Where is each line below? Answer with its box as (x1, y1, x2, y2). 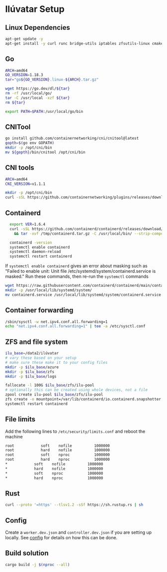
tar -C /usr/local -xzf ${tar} (5, 95, 70, 100)
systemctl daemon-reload (9, 249, 61, 254)
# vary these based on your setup (5, 355, 77, 360)
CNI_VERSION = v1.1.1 (5, 181, 46, 186)
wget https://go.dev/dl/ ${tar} (5, 86, 70, 91)
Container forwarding (5, 306, 74, 315)
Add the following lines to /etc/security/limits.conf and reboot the (5, 428, 146, 434)
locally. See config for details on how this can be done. (5, 535, 118, 541)
